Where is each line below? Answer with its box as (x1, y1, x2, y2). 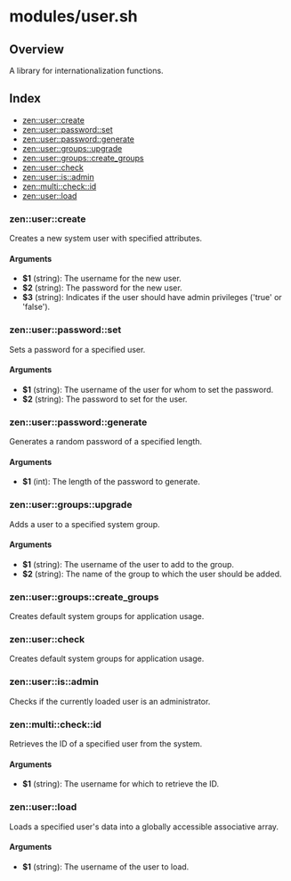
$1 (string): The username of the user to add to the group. (21, 559, 234, 569)
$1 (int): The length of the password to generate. (21, 477, 200, 487)
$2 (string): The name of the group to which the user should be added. (21, 568, 282, 579)
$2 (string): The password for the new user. (21, 282, 182, 293)
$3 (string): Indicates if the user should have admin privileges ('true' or (21, 292, 282, 303)
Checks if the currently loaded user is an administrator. (9, 696, 211, 706)
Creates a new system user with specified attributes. (9, 233, 203, 244)
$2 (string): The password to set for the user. (21, 394, 188, 404)
